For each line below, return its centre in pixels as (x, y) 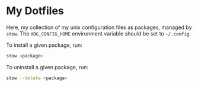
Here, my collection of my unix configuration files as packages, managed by (99, 27)
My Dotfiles (35, 11)
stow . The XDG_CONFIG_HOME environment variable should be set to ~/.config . (99, 33)
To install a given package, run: (44, 45)
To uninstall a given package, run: (47, 67)
